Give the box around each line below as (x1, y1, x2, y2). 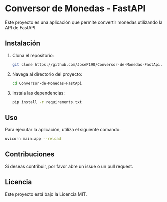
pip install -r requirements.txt (12, 99, 82, 105)
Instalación (5, 39, 41, 48)
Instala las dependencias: (12, 90, 65, 96)
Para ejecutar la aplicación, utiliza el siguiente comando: (5, 127, 121, 133)
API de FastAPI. (5, 24, 37, 30)
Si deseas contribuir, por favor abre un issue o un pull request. (5, 163, 133, 169)
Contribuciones (5, 150, 55, 159)
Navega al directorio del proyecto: (12, 71, 82, 77)
